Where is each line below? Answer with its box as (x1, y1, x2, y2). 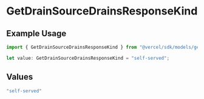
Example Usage (6, 28, 67, 39)
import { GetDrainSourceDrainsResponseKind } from (6, 44, 137, 50)
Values (6, 72, 33, 82)
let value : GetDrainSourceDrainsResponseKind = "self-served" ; (6, 55, 170, 61)
